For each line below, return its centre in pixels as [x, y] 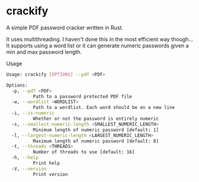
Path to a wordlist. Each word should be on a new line [104, 108]
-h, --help [25, 158]
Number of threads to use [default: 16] [84, 152]
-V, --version [29, 169]
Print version [50, 174]
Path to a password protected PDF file [82, 96]
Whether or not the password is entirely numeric [96, 119]
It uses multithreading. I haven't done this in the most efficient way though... [100, 39]
